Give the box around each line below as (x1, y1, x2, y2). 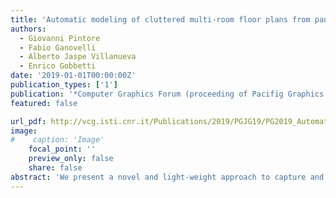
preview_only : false (28, 154, 114, 164)
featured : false (10, 98, 78, 108)
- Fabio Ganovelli (19, 42, 97, 53)
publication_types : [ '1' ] (10, 80, 118, 90)
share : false (28, 163, 83, 173)
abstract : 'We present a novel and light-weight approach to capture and (10, 172, 325, 182)
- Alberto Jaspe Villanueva (19, 52, 137, 62)
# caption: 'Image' (10, 135, 105, 145)
